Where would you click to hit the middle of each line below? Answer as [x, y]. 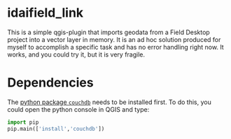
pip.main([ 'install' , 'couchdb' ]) [56, 129]
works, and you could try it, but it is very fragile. [76, 54]
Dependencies [50, 83]
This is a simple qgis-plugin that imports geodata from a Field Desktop [108, 32]
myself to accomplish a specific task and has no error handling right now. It [115, 47]
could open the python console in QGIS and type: [78, 109]
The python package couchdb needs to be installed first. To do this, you [109, 102]
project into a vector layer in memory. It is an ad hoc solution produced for [114, 39]
